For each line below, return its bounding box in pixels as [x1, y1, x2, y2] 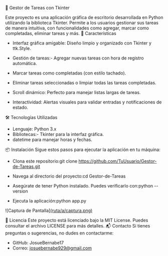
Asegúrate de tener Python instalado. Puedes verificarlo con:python [12, 183, 153, 188]
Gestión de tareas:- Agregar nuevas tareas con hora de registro [12, 55, 144, 61]
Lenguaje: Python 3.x [12, 126, 57, 132]
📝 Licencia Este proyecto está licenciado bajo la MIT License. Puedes [5, 217, 148, 223]
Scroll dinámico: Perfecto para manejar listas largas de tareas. [12, 89, 141, 95]
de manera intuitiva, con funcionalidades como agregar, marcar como [5, 25, 149, 31]
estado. [12, 104, 29, 110]
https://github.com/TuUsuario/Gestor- [78, 158, 157, 164]
